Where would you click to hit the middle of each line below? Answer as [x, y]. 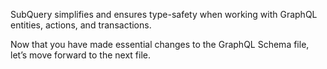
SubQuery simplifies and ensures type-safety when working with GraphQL [164, 14]
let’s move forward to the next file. [80, 55]
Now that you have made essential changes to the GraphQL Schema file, [160, 44]
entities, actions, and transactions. [81, 25]
